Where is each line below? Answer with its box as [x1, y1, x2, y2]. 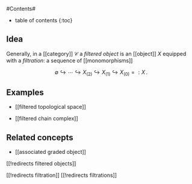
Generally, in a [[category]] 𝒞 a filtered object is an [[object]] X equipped [6, 50, 187, 57]
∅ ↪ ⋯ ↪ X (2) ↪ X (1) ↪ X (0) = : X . [54, 69, 148, 77]
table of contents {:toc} [14, 17, 73, 23]
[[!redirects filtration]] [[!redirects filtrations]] [6, 171, 117, 179]
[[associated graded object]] [14, 149, 86, 156]
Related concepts [6, 132, 73, 143]
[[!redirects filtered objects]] [6, 160, 76, 167]
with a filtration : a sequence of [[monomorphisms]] [6, 57, 133, 64]
